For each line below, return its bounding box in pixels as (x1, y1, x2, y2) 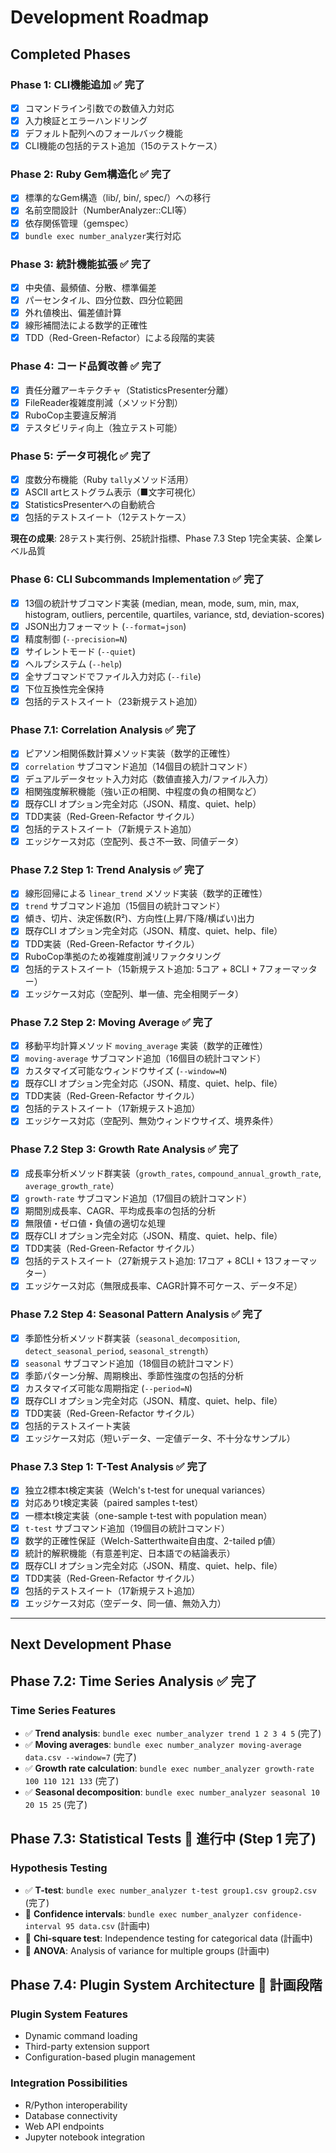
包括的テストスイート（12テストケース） (24, 511, 192, 523)
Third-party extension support (24, 2041, 150, 2053)
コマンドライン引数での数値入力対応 (24, 102, 175, 114)
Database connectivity (24, 2109, 118, 2121)
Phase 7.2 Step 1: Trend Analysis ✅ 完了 (10, 862, 205, 876)
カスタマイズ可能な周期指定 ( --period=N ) (24, 1382, 193, 1394)
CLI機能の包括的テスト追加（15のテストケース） (24, 140, 223, 152)
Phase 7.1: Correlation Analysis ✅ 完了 (10, 723, 197, 737)
